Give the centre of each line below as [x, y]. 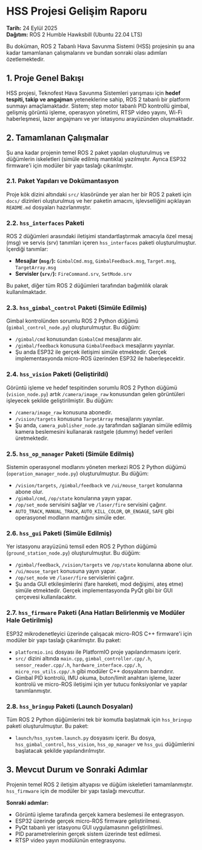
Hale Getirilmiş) [30, 620]
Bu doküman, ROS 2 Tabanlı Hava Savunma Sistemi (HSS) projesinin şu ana [101, 46]
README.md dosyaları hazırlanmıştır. [49, 207]
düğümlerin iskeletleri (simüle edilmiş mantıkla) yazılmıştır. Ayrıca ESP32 [96, 159]
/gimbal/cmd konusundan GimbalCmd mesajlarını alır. [79, 339]
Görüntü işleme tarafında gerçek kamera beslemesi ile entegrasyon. [100, 814]
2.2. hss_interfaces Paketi [45, 223]
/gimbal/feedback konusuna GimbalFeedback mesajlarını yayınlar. [95, 346]
